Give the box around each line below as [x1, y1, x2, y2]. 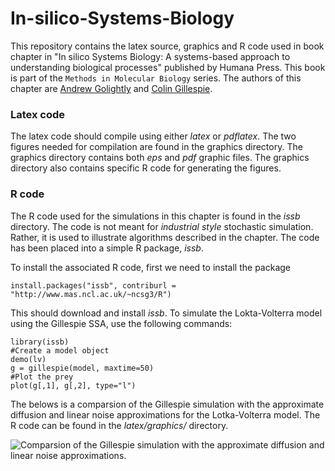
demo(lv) [10, 354, 47, 364]
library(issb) [10, 337, 70, 347]
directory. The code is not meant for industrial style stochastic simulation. [10, 220, 314, 232]
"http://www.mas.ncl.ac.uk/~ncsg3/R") [10, 289, 172, 299]
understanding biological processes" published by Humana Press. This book [10, 61, 326, 73]
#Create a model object [10, 345, 110, 356]
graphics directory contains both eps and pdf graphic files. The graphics [10, 152, 310, 164]
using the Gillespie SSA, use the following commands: [10, 317, 233, 329]
